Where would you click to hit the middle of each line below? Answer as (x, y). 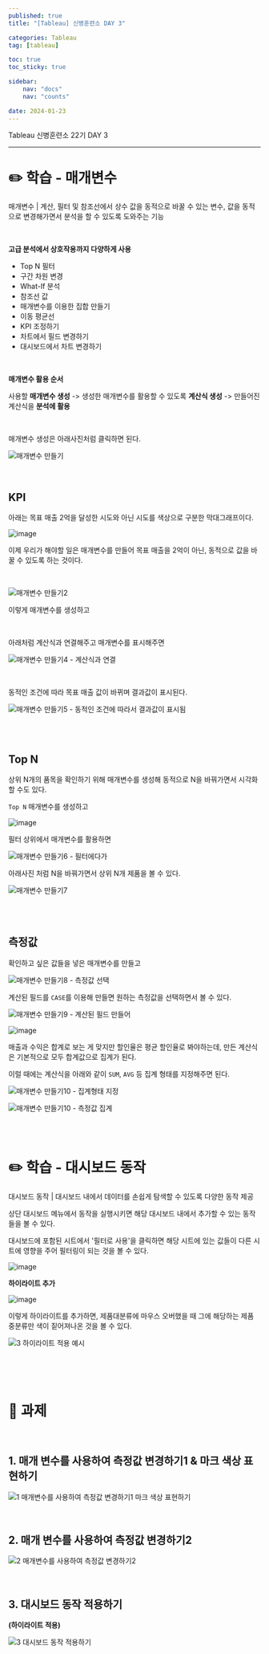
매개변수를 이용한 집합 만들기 (65, 307)
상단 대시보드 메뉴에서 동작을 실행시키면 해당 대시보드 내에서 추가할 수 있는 (125, 1213)
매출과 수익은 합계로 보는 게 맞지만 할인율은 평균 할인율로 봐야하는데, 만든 (122, 1047)
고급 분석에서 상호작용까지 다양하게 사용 (70, 249)
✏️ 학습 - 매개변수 (63, 178)
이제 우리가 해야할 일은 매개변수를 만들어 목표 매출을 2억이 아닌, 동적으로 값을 (129, 550)
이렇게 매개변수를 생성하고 (49, 610)
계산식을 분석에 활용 (39, 406)
